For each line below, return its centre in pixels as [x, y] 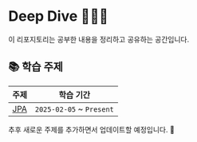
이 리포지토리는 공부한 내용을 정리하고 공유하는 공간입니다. [99, 39]
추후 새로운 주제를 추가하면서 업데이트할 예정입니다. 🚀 [92, 129]
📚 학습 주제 [36, 67]
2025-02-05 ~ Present [74, 108]
